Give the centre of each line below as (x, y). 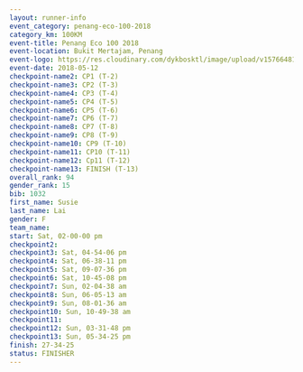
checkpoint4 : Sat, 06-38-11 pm (68, 261)
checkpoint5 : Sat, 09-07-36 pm (68, 270)
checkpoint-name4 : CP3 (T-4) (64, 93)
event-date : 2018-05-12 (54, 69)
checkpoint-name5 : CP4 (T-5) (64, 102)
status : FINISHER (42, 353)
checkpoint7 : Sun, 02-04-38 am (68, 286)
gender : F (28, 219)
